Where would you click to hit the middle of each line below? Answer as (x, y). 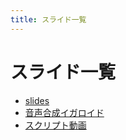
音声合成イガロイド (64, 112)
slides (37, 100)
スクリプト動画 (55, 125)
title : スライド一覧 (48, 19)
